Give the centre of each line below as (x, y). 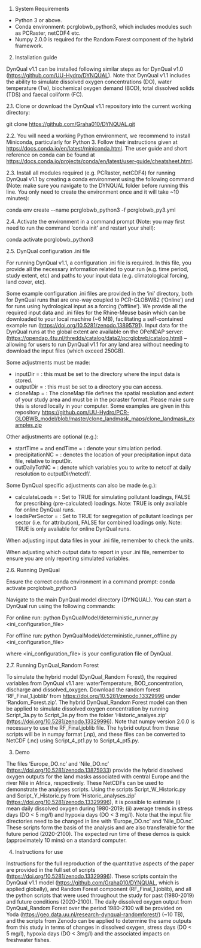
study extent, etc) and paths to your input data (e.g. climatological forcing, (98, 276)
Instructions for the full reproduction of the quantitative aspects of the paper (100, 863)
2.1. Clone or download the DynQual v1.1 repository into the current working (99, 106)
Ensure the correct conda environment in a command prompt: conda (91, 582)
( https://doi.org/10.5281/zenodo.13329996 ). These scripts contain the (92, 876)
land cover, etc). (26, 282)
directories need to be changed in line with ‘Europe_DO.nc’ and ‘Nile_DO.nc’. (100, 821)
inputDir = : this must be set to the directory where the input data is (98, 374)
